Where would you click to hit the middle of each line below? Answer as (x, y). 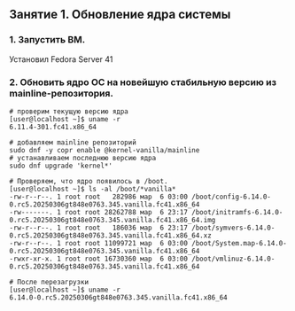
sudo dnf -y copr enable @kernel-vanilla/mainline (105, 150)
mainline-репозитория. (61, 93)
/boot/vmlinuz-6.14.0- (233, 259)
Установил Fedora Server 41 (61, 59)
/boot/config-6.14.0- (232, 197)
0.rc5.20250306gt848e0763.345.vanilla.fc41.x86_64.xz (111, 235)
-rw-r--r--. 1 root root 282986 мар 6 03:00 (99, 197)
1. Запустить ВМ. (47, 40)
